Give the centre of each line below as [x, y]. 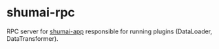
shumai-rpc [41, 13]
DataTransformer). [33, 38]
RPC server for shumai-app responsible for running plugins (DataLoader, [109, 31]
